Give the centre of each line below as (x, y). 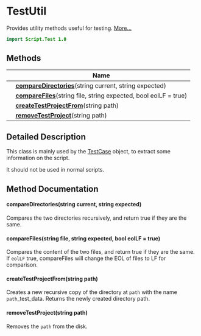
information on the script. (38, 158)
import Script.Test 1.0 (37, 39)
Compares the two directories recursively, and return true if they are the (97, 218)
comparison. (22, 265)
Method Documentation (52, 189)
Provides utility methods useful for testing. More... (69, 28)
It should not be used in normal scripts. (55, 170)
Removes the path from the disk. (47, 326)
